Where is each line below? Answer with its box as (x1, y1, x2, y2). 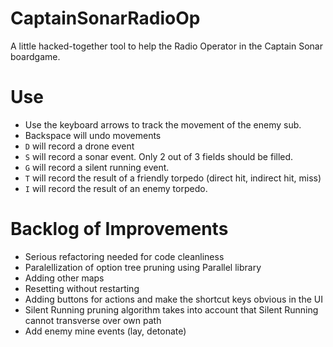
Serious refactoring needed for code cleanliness (24, 250, 225, 262)
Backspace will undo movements (24, 129, 162, 141)
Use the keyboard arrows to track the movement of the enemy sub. (24, 118, 302, 131)
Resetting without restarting (24, 282, 140, 294)
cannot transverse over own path (24, 314, 162, 326)
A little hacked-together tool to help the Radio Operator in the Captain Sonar (10, 40, 323, 52)
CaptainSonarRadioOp (10, 7, 201, 30)
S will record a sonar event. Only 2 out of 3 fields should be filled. (24, 150, 294, 162)
